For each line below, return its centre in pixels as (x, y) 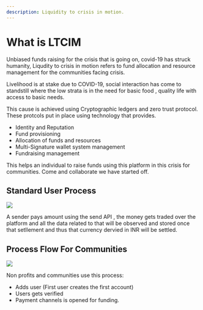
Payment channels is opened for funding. (67, 300)
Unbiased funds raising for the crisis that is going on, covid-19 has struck (98, 59)
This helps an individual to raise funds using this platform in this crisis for (98, 165)
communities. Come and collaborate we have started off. (78, 171)
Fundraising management (47, 153)
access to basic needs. (35, 97)
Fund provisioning (38, 134)
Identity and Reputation (45, 127)
